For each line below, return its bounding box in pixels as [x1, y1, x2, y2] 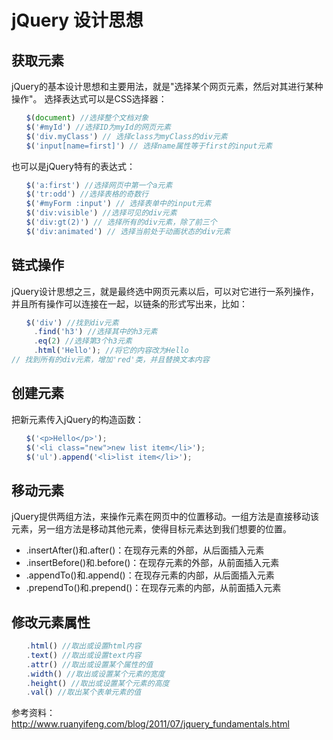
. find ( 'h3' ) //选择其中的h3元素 [33, 327, 158, 337]
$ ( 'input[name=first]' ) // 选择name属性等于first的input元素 [25, 141, 273, 151]
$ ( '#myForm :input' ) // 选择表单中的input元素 [25, 199, 212, 209]
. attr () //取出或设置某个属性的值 [25, 659, 154, 670]
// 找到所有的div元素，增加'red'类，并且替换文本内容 [11, 355, 210, 365]
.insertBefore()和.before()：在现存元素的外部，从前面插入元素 [25, 557, 280, 569]
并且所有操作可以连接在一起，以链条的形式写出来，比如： [11, 297, 248, 310]
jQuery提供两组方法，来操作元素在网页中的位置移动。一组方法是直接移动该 [11, 511, 319, 523]
